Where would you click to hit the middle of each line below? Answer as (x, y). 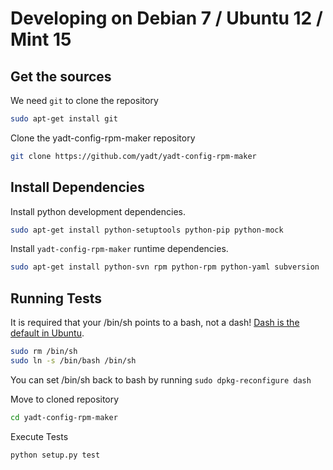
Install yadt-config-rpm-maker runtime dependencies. (119, 249)
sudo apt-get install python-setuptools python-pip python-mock (147, 230)
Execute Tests (39, 436)
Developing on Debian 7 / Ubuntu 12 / (166, 18)
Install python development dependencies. (98, 211)
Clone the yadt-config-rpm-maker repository (103, 138)
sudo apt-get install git (64, 119)
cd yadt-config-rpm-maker (64, 417)
